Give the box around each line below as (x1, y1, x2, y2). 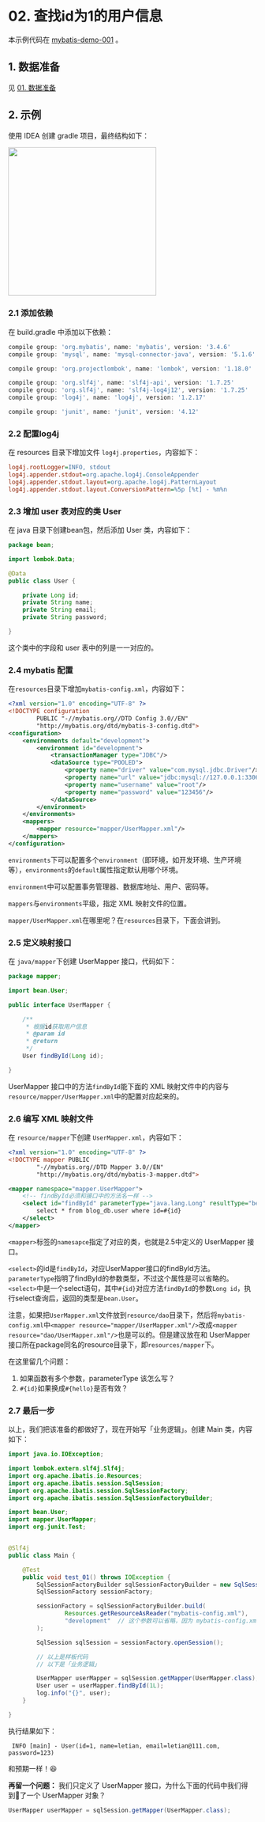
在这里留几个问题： (8, 1357, 71, 1366)
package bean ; (8, 541, 55, 549)
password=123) (8, 1748, 55, 1757)
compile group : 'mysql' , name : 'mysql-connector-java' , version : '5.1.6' (8, 350, 256, 359)
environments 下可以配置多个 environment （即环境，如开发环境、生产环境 (8, 855, 242, 864)
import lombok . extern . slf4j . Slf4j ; (8, 1465, 125, 1473)
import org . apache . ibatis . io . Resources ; (8, 1471, 144, 1480)
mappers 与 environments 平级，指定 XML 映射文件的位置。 (8, 898, 192, 908)
